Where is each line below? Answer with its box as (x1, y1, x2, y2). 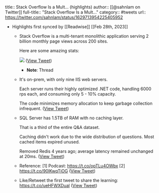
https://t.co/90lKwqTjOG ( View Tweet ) (19, 168, 96, 174)
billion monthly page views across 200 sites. (19, 38, 108, 44)
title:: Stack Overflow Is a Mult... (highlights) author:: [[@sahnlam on (5, 4, 141, 10)
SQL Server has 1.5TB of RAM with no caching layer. (19, 115, 124, 121)
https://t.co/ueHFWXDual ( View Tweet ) (19, 183, 98, 188)
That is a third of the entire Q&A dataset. (19, 125, 100, 130)
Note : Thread (26, 67, 54, 73)
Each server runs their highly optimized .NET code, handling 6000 (19, 86, 152, 92)
